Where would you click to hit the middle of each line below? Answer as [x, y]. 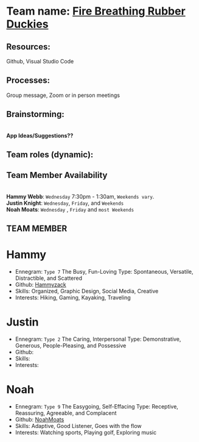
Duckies [27, 24]
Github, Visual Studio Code [40, 61]
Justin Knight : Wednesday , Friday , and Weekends [65, 203]
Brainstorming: [36, 114]
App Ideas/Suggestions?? [40, 135]
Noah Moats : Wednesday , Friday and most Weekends [70, 209]
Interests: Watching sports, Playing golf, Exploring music [86, 433]
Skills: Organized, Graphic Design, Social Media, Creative [87, 291]
